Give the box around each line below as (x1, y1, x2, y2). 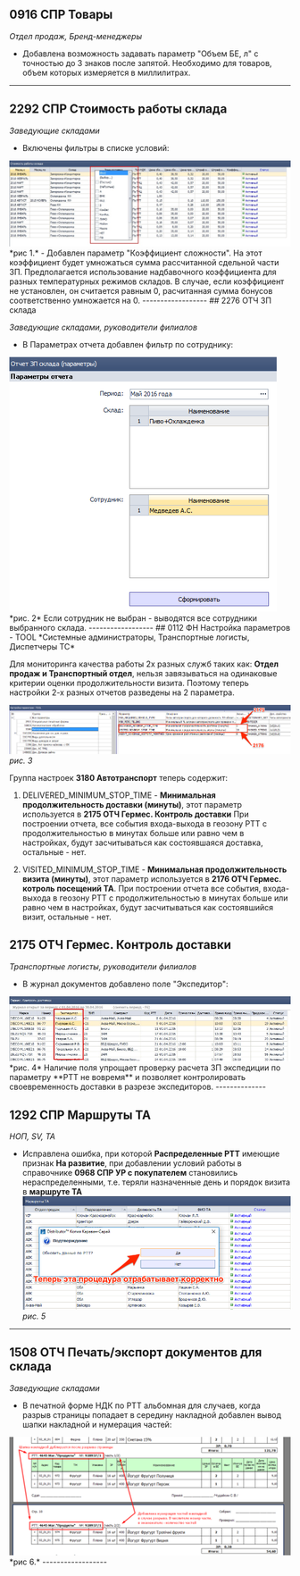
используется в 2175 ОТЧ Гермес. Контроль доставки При (21, 809, 249, 819)
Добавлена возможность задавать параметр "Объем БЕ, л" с (21, 48, 259, 59)
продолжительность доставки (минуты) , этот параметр (21, 799, 243, 809)
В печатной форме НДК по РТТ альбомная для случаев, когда (21, 1400, 261, 1411)
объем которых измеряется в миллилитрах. (21, 67, 191, 78)
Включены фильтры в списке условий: (21, 142, 170, 153)
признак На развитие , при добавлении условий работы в (21, 1158, 243, 1169)
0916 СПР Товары (9, 7, 113, 22)
